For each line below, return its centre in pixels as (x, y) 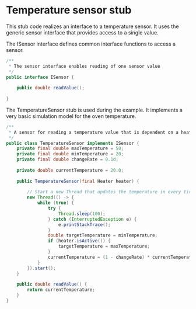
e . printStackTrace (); (84, 225)
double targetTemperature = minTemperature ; (103, 235)
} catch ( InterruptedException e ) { (92, 219)
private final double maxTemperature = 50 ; (70, 149)
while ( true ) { (56, 203)
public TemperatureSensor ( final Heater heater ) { (78, 181)
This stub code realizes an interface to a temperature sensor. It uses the (92, 26)
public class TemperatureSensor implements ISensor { (73, 143)
